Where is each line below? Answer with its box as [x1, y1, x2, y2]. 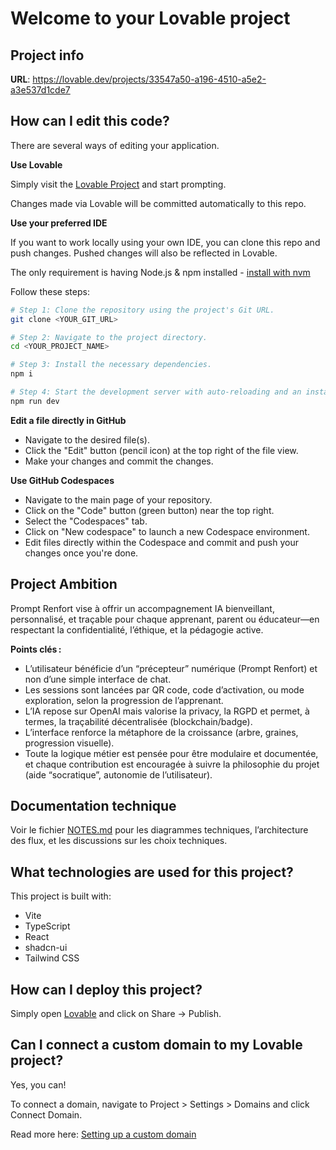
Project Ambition [10, 576, 118, 593]
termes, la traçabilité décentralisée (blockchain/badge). [24, 715, 253, 727]
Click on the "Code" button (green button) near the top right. [24, 504, 275, 516]
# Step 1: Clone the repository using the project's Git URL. [10, 305, 275, 315]
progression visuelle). [24, 737, 115, 749]
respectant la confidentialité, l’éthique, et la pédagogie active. [10, 623, 264, 636]
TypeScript [24, 920, 71, 932]
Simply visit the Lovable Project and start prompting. [10, 178, 227, 190]
